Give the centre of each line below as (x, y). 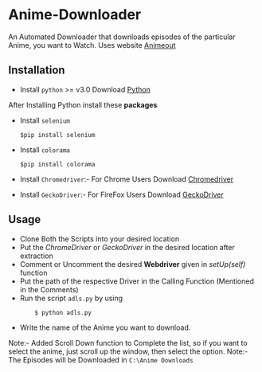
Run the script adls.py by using (71, 298)
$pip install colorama (57, 164)
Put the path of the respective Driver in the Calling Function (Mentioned (137, 281)
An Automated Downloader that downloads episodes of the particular (122, 37)
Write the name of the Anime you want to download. (105, 327)
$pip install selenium (57, 135)
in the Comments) (49, 289)
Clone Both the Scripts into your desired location (100, 239)
